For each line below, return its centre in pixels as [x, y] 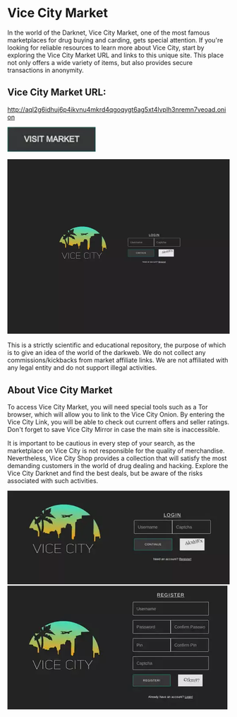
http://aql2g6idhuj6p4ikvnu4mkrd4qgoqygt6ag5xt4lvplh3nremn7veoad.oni [117, 109]
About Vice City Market [60, 390]
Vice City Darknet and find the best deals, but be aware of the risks [105, 473]
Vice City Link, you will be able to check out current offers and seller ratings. [119, 422]
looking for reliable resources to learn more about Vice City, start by [106, 47]
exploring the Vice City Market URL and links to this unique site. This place [116, 55]
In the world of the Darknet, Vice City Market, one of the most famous [109, 33]
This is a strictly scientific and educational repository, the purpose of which [117, 345]
